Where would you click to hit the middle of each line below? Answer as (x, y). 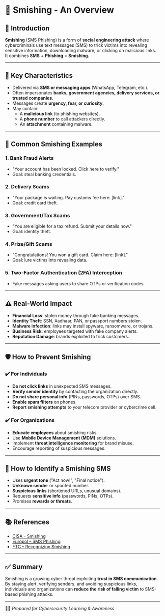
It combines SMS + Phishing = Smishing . (47, 56)
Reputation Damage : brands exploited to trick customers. (70, 336)
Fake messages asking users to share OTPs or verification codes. (78, 283)
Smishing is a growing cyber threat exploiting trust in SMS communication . (82, 578)
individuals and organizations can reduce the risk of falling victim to (74, 589)
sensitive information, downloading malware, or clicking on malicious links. (81, 50)
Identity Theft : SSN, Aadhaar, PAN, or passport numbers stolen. (77, 321)
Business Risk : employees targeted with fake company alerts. (75, 331)
